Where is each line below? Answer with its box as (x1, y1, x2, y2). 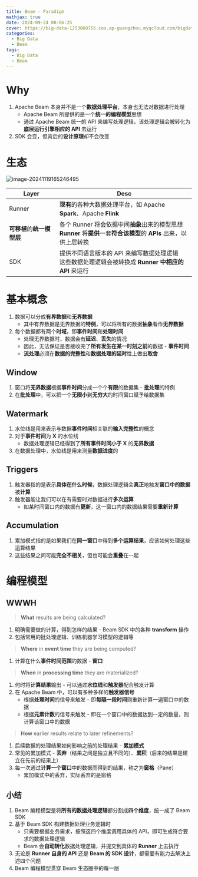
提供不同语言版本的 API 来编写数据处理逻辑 (59, 249, 179, 257)
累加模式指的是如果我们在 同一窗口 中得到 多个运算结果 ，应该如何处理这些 (14, 537, 190, 544)
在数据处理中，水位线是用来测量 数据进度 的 (14, 447, 118, 454)
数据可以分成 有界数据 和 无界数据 (14, 313, 93, 320)
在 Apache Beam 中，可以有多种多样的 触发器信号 (14, 689, 134, 696)
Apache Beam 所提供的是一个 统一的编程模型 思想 (23, 111, 142, 118)
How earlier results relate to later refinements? (20, 730, 134, 737)
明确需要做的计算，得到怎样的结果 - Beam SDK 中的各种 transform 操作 (14, 626, 189, 633)
